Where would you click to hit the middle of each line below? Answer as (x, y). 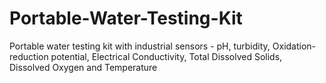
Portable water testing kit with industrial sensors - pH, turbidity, (140, 46)
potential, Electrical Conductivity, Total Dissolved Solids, (166, 56)
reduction (29, 56)
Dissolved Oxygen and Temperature (83, 67)
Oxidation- (294, 46)
